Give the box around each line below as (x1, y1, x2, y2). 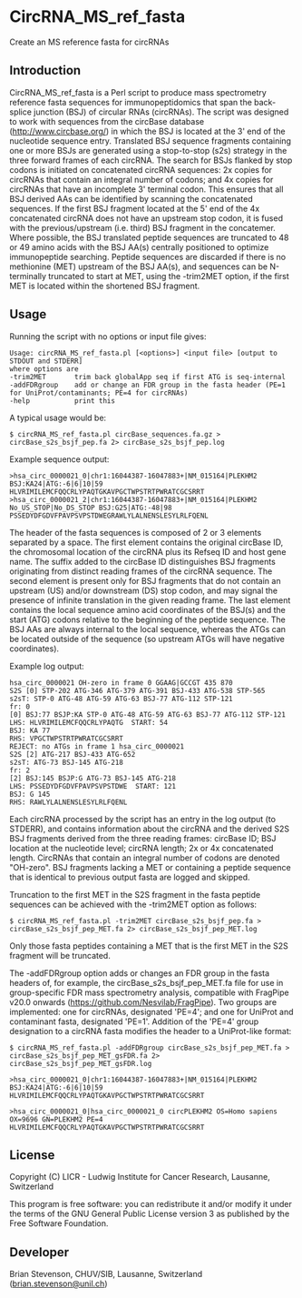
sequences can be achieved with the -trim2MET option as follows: (9, 899, 257, 910)
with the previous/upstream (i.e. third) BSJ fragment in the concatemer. (9, 222, 277, 233)
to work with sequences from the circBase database (9, 116, 205, 126)
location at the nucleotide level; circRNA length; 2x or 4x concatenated (9, 842, 274, 853)
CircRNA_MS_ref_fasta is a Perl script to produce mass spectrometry (9, 86, 268, 97)
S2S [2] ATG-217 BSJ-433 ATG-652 (9, 750, 136, 759)
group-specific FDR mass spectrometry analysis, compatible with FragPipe (9, 987, 289, 998)
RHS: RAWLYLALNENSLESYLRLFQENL (9, 798, 128, 807)
